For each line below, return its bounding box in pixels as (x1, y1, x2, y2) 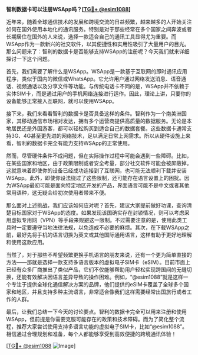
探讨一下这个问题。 (6, 56, 53, 62)
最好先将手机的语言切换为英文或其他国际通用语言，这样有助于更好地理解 (16, 231, 192, 238)
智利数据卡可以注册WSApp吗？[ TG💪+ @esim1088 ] (6, 6, 131, 12)
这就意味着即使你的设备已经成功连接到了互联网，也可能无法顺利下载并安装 (6, 167, 187, 174)
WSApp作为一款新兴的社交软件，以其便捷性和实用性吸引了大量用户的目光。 (6, 41, 190, 47)
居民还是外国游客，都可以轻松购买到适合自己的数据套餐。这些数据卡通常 (11, 125, 187, 132)
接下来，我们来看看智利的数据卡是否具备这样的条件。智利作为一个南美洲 (6, 110, 181, 117)
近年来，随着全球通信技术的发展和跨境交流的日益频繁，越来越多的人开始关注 (6, 18, 192, 25)
